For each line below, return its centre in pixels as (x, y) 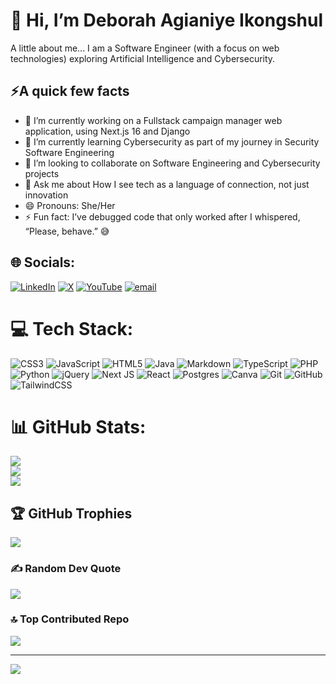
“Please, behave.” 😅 (67, 231)
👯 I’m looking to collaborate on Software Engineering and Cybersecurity (172, 163)
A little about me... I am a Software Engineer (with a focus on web (145, 48)
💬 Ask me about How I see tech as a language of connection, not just (167, 184)
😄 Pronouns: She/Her (70, 205)
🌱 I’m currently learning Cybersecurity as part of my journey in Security (172, 141)
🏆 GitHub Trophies (71, 513)
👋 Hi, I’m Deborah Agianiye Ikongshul (167, 20)
